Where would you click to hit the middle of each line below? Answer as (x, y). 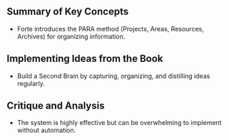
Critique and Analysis (56, 106)
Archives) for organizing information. (71, 36)
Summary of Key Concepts (68, 12)
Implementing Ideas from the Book (85, 59)
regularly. (31, 83)
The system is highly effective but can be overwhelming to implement (119, 123)
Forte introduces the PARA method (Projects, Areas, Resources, (110, 28)
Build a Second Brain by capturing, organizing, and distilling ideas (113, 76)
